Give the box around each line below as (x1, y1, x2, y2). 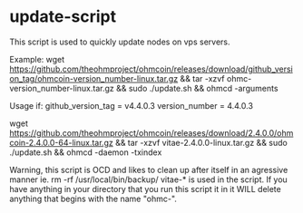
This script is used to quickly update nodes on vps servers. (9, 36, 230, 47)
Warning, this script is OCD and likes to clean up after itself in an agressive (9, 164, 288, 175)
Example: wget (9, 53, 65, 64)
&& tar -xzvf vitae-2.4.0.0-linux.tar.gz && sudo (114, 137, 288, 148)
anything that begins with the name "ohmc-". (9, 193, 177, 204)
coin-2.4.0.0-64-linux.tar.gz (9, 137, 113, 148)
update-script (9, 6, 116, 27)
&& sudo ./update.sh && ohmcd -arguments (116, 82, 279, 93)
